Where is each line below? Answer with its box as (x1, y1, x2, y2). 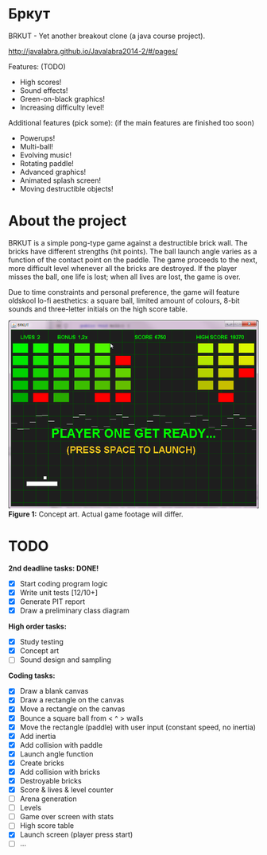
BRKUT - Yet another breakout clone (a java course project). (8, 31, 205, 41)
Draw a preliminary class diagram (19, 605, 130, 616)
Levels (19, 803, 42, 813)
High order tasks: (8, 621, 68, 632)
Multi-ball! (19, 141, 54, 151)
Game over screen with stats (19, 812, 114, 822)
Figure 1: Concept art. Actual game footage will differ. (8, 509, 184, 519)
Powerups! (19, 133, 56, 143)
